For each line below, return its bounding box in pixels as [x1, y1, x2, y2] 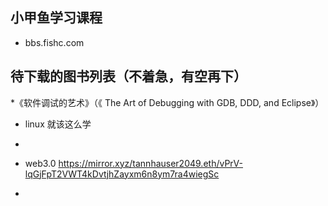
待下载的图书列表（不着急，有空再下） [10, 68, 247, 85]
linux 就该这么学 [24, 118, 92, 130]
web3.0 [24, 157, 57, 169]
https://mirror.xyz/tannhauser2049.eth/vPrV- [58, 157, 243, 169]
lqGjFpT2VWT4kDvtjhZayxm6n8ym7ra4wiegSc [24, 168, 220, 180]
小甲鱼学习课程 [10, 9, 103, 27]
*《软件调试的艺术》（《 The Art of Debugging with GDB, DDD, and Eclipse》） [10, 96, 325, 108]
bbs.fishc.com [24, 36, 85, 48]
